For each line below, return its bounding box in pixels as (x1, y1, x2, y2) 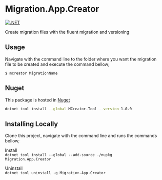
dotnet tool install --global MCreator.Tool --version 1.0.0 (5, 106, 132, 111)
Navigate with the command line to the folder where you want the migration (5, 56, 157, 62)
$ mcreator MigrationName (5, 71, 58, 76)
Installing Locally (5, 120, 58, 128)
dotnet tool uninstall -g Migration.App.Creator (5, 171, 106, 176)
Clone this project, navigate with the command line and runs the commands (5, 133, 157, 139)
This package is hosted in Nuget (5, 97, 70, 103)
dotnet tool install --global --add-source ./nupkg (5, 153, 112, 158)
